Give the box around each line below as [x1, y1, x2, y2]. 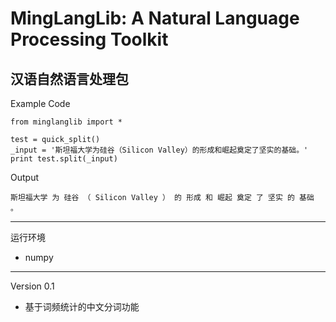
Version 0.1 [10, 280, 55, 292]
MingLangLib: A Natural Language [10, 7, 300, 30]
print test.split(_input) [10, 154, 118, 164]
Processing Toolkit [10, 28, 169, 51]
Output [10, 172, 39, 183]
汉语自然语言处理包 [10, 70, 129, 87]
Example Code [10, 98, 71, 109]
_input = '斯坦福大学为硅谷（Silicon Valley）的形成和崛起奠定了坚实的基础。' [10, 145, 309, 155]
